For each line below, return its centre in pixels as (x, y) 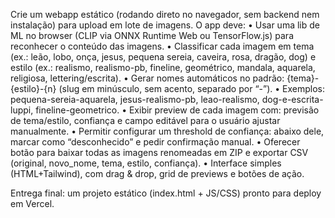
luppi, (22, 110)
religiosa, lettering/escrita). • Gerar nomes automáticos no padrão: (147, 78)
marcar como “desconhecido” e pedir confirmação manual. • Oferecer (155, 142)
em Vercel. (32, 203)
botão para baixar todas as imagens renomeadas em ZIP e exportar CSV (159, 152)
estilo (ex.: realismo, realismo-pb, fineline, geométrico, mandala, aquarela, (163, 67)
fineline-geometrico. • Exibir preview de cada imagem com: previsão (177, 110)
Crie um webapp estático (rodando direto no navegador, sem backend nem (165, 14)
